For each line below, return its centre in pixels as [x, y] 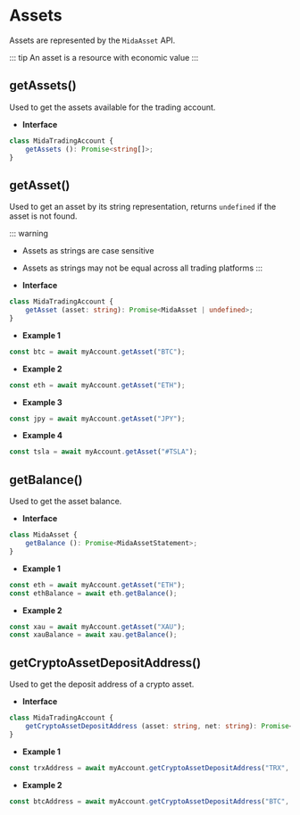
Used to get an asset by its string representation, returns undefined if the [143, 207]
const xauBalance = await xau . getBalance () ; [93, 635]
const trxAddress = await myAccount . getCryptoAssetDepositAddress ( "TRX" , [150, 768]
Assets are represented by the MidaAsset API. [92, 40]
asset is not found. [43, 216]
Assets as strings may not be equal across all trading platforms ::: [142, 268]
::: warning [29, 234]
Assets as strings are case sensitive [88, 251]
